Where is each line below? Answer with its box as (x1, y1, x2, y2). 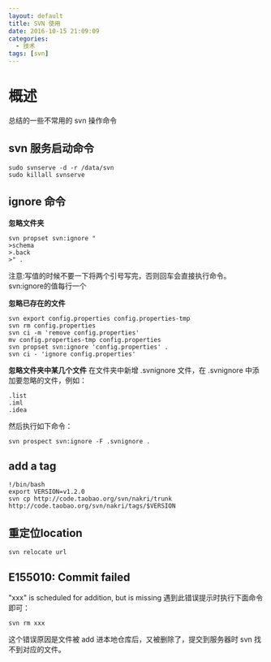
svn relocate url (8, 548, 67, 556)
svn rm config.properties (8, 322, 96, 330)
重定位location (8, 526, 83, 540)
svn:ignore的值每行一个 (8, 281, 87, 291)
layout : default (8, 11, 63, 20)
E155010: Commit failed (8, 570, 131, 584)
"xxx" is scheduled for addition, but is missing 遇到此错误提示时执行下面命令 (8, 593, 264, 602)
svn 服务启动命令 (8, 141, 95, 155)
